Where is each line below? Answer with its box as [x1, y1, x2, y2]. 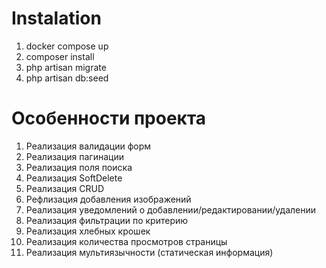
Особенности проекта [11, 107, 207, 130]
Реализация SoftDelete [25, 172, 123, 184]
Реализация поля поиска [25, 161, 133, 173]
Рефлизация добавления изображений [25, 193, 192, 205]
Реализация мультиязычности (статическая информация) [25, 246, 274, 258]
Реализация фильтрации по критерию [25, 214, 189, 226]
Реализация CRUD [25, 182, 105, 194]
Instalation [11, 7, 102, 30]
